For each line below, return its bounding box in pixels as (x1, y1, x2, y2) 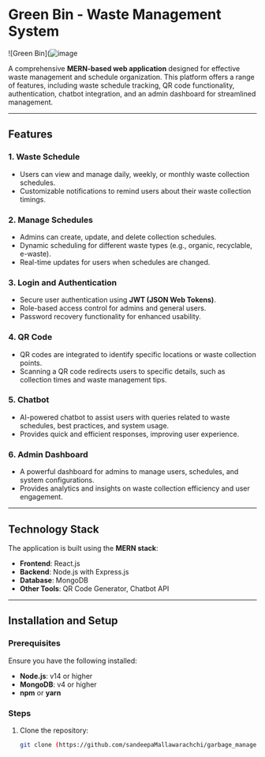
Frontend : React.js (19, 559, 80, 568)
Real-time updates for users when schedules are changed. (19, 257, 211, 266)
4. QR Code (8, 332, 53, 343)
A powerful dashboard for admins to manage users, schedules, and (19, 467, 239, 476)
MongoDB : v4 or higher (19, 680, 97, 689)
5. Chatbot (8, 394, 50, 405)
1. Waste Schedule (8, 152, 80, 163)
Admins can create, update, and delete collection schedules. (19, 232, 217, 242)
